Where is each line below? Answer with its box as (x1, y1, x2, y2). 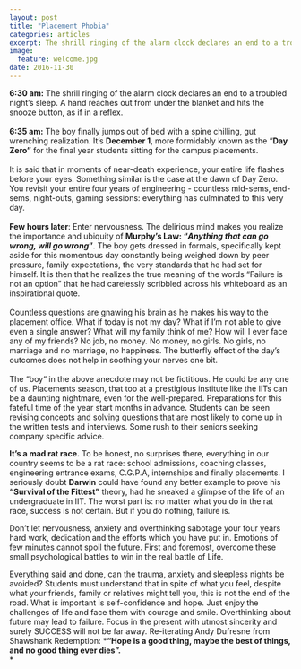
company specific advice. (9, 430, 105, 441)
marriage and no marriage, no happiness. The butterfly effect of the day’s (9, 344, 280, 355)
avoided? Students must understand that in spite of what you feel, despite (9, 578, 282, 588)
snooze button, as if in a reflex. (9, 107, 124, 117)
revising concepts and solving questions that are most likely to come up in (9, 412, 283, 422)
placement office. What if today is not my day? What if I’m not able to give (9, 316, 282, 327)
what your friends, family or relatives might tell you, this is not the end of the (9, 587, 291, 598)
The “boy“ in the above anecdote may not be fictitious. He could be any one (9, 373, 289, 384)
